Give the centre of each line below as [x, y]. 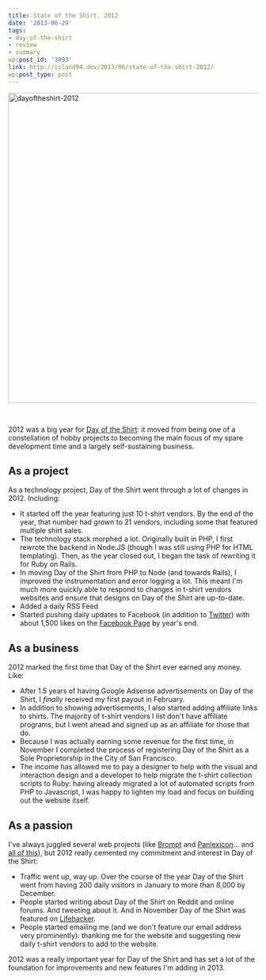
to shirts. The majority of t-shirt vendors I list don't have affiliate [123, 716]
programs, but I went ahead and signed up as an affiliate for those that [134, 725]
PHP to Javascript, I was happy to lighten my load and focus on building [137, 792]
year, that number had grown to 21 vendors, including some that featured [139, 522]
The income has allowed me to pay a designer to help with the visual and [139, 767]
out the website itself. [55, 800]
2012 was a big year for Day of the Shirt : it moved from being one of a [122, 429]
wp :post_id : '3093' [40, 60]
